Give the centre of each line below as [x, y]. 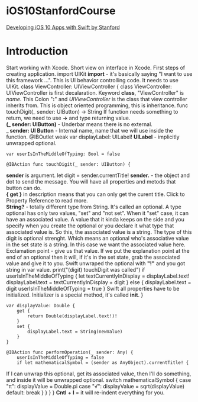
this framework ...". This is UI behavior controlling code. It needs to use [92, 80]
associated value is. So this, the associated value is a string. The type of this [99, 231]
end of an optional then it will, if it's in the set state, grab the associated [93, 257]
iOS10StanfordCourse [61, 11]
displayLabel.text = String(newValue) [75, 332]
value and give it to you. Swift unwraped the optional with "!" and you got [96, 263]
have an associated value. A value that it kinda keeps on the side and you [95, 219]
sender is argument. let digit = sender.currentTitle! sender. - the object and [98, 175]
